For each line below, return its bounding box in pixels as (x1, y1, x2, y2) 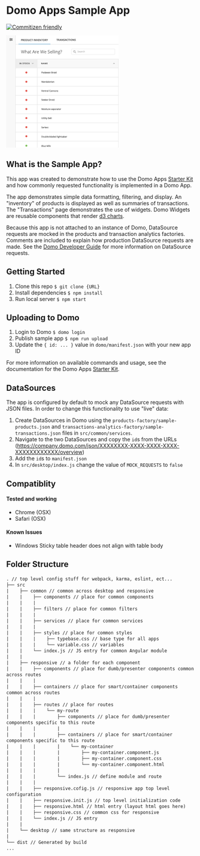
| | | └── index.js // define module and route (6, 773, 162, 779)
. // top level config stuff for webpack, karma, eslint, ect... (6, 576, 172, 582)
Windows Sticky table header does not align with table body (14, 542, 163, 549)
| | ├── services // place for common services (6, 618, 144, 624)
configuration (6, 791, 42, 797)
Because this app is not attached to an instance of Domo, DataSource (6, 224, 178, 231)
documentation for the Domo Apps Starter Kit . (6, 366, 120, 373)
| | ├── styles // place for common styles (6, 630, 133, 636)
